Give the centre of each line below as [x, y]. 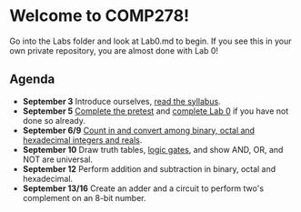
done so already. [54, 120]
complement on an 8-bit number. [85, 197]
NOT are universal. [58, 159]
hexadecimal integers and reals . [82, 140]
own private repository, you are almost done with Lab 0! [114, 50]
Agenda [32, 80]
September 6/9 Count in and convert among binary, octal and [139, 130]
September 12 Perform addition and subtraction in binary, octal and [149, 168]
